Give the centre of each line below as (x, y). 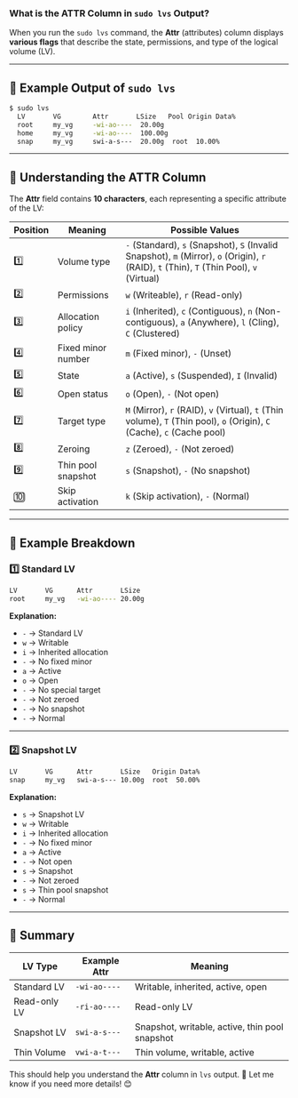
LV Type (40, 966)
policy (70, 328)
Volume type (84, 262)
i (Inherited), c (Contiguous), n (189, 311)
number (74, 359)
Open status (83, 394)
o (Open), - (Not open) (173, 394)
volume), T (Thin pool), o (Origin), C (198, 421)
